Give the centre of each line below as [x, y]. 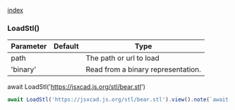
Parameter [29, 46]
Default [66, 46]
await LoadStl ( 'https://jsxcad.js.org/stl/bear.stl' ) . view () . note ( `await [118, 100]
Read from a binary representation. [143, 69]
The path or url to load [123, 58]
